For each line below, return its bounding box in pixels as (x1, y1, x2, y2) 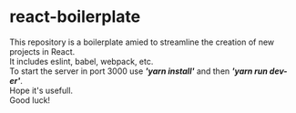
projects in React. (9, 46, 76, 56)
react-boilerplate (9, 6, 141, 27)
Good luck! (9, 94, 51, 106)
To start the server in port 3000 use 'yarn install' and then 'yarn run (9, 66, 269, 77)
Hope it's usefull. (9, 85, 74, 96)
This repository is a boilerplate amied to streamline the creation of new (9, 36, 275, 47)
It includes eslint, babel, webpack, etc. (9, 56, 154, 67)
